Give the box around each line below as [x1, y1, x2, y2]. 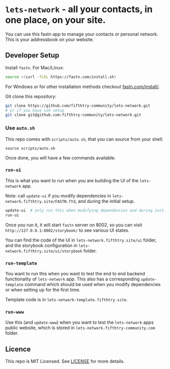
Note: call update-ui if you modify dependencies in [5, 192, 111, 198]
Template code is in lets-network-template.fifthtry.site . [5, 296, 128, 302]
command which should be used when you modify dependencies [24, 281, 161, 287]
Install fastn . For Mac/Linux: [5, 64, 64, 70]
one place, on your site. [5, 14, 106, 26]
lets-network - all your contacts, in [5, 4, 153, 15]
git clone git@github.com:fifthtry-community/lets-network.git [5, 112, 142, 117]
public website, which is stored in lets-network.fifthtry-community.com [5, 325, 155, 331]
